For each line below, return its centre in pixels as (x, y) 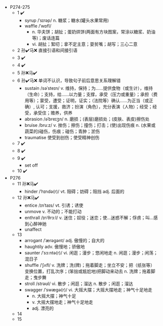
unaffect (33, 229)
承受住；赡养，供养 (53, 113)
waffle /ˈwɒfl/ (38, 26)
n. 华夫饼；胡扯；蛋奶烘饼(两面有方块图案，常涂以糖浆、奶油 (94, 32)
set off (31, 165)
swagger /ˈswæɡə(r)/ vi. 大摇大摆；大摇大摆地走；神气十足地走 (88, 290)
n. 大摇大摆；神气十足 (54, 296)
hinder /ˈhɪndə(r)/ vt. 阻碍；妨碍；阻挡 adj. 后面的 (74, 191)
